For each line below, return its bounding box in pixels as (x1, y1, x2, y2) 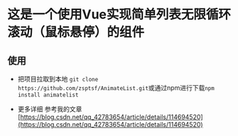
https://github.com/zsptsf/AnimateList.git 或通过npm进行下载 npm (17, 84, 215, 92)
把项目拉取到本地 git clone (17, 75, 99, 83)
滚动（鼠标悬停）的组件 (7, 24, 145, 40)
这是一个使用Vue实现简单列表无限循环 (7, 6, 232, 23)
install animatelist (17, 91, 79, 98)
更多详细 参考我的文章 (17, 105, 82, 113)
